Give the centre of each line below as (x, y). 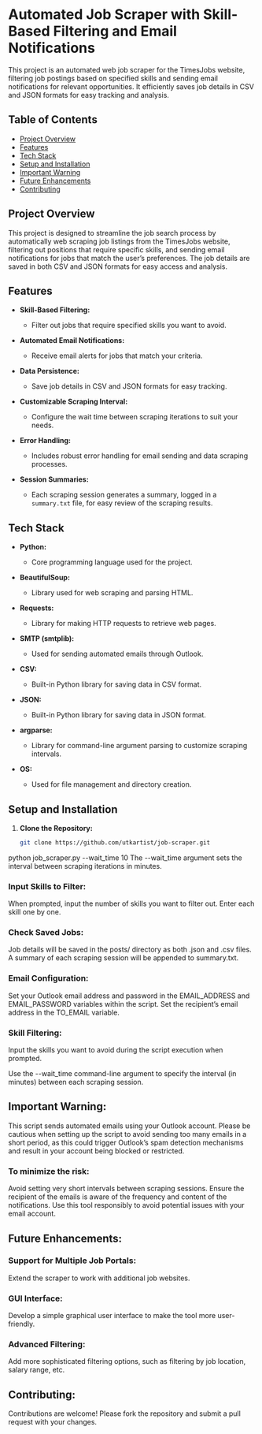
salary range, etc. (37, 1370)
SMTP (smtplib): (47, 639)
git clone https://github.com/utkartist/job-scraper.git (115, 843)
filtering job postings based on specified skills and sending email (113, 78)
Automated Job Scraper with (104, 15)
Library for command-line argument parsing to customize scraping (139, 746)
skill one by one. (35, 912)
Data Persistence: (50, 371)
